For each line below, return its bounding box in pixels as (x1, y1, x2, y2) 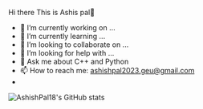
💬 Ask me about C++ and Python (19, 56, 129, 66)
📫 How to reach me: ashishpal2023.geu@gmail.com (19, 66, 195, 75)
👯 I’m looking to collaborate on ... (19, 40, 129, 49)
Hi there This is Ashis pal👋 (8, 8, 95, 17)
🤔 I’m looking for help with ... (19, 49, 115, 57)
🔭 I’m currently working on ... (19, 23, 116, 32)
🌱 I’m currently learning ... (19, 32, 106, 41)
